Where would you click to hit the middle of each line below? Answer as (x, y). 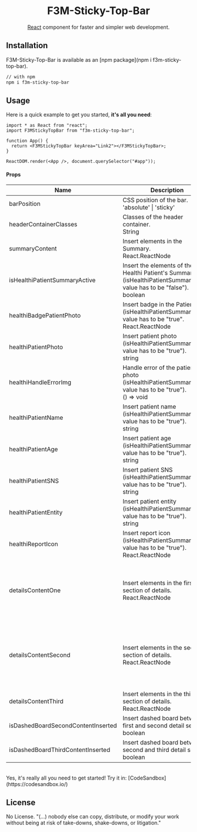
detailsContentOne (35, 590)
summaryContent (33, 248)
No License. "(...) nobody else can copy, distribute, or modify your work (93, 817)
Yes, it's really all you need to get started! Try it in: (67, 778)
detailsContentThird (36, 701)
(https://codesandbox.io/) (37, 784)
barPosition (25, 203)
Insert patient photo (150, 336)
